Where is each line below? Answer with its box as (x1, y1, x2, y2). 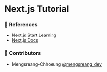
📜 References (4, 21, 38, 28)
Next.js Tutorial (4, 3, 69, 15)
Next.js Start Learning (11, 32, 57, 38)
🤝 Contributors (4, 50, 41, 57)
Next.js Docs (11, 37, 38, 43)
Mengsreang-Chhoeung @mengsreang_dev (11, 61, 102, 67)
